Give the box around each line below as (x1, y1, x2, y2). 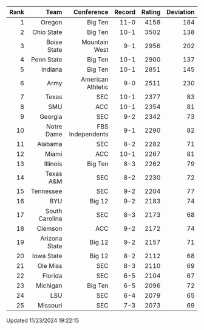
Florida (42, 272, 63, 279)
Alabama (37, 140, 63, 148)
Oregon (40, 18, 63, 26)
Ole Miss (37, 262, 63, 270)
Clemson (36, 225, 63, 233)
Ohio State (32, 28, 63, 36)
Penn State (31, 55, 63, 63)
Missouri (37, 301, 63, 309)
